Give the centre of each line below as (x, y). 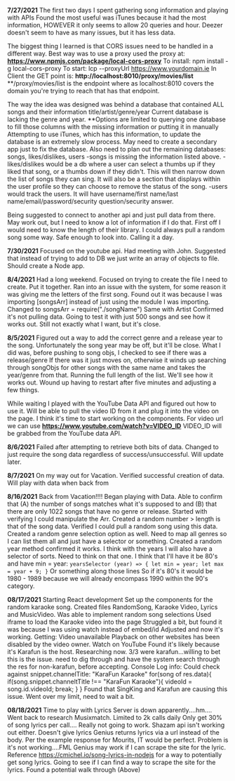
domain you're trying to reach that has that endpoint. (83, 91)
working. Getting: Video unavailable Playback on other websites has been (114, 637)
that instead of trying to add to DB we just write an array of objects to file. (113, 258)
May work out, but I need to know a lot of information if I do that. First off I (114, 222)
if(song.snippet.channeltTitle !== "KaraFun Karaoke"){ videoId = (100, 681)
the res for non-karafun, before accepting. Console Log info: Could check (114, 667)
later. (15, 462)
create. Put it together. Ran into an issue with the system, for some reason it (117, 287)
